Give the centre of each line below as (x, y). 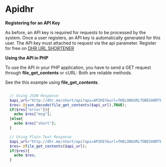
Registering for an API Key (33, 23)
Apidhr (20, 9)
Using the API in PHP (27, 57)
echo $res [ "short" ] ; (35, 123)
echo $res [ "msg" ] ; (33, 114)
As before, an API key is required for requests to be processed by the (76, 32)
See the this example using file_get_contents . (52, 82)
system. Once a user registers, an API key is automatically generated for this (83, 38)
